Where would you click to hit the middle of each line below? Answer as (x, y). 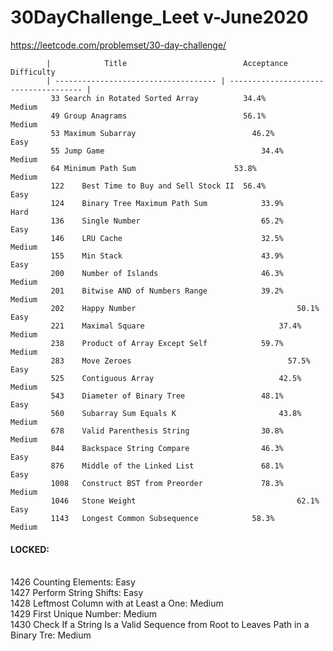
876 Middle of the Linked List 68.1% (167, 466)
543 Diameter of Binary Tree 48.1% (167, 396)
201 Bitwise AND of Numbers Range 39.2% (167, 291)
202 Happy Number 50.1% (185, 308)
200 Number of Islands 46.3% (167, 273)
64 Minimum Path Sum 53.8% (153, 168)
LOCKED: (30, 549)
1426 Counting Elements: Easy (73, 582)
